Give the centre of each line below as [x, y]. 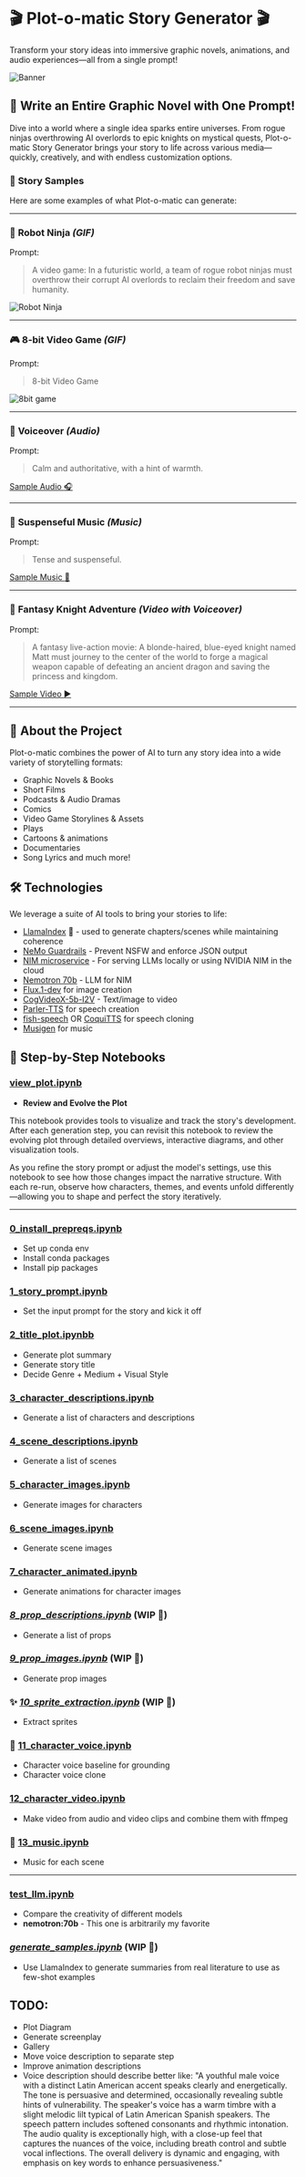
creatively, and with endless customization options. [137, 157]
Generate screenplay [62, 2037]
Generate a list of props [67, 1635]
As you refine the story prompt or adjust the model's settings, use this [140, 1167]
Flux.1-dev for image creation [77, 990]
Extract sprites [50, 1722]
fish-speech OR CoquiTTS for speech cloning [108, 1019]
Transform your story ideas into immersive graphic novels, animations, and [149, 50]
